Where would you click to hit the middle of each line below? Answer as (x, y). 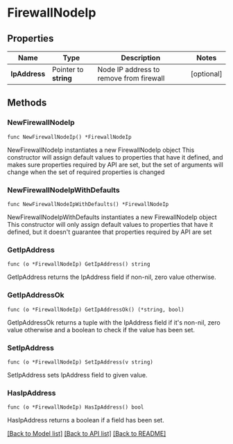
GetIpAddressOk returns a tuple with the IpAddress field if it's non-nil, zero (114, 322)
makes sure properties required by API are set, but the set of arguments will (115, 164)
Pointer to (68, 69)
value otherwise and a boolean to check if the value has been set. (101, 330)
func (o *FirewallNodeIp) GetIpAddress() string (79, 264)
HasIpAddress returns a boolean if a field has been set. (86, 420)
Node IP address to (129, 69)
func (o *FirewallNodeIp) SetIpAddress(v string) (80, 362)
